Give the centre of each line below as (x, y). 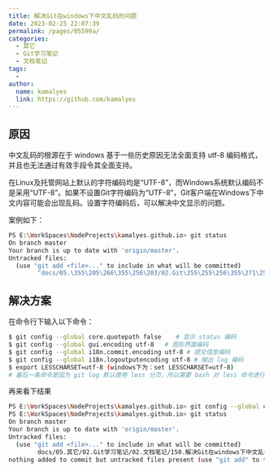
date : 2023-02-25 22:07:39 (54, 24)
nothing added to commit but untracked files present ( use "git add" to (134, 460)
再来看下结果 (30, 392)
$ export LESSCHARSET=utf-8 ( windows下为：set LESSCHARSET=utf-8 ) (121, 367)
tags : (17, 69)
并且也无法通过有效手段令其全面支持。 (72, 165)
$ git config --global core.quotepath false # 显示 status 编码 (123, 337)
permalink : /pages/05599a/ (54, 31)
